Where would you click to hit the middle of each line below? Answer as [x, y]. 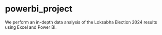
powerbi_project [39, 9]
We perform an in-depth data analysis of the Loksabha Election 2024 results [81, 22]
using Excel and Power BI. [31, 27]
